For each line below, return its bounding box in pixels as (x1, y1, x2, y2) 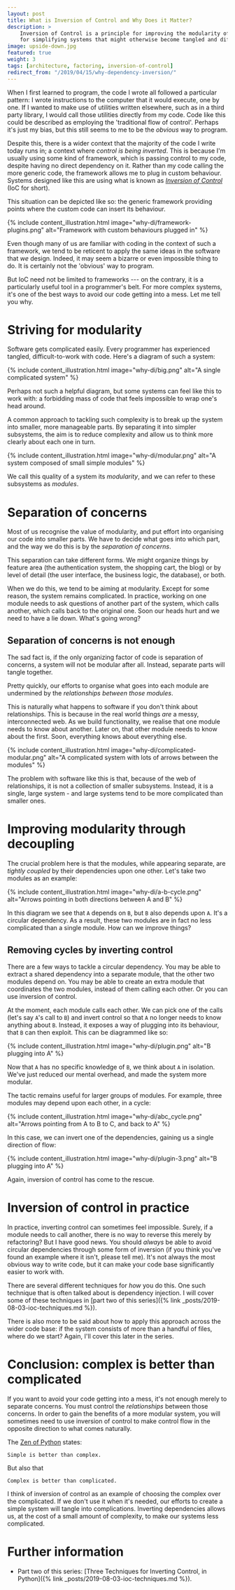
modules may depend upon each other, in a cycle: (7, 1098, 152, 1107)
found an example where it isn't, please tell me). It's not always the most (7, 1252, 215, 1261)
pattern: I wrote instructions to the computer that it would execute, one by (7, 95, 220, 104)
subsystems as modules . (7, 480, 79, 488)
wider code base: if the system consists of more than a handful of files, (7, 1325, 213, 1333)
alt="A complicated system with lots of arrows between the (48, 754, 219, 762)
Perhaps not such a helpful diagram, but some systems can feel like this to (7, 387, 222, 396)
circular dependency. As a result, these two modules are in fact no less (7, 916, 212, 925)
